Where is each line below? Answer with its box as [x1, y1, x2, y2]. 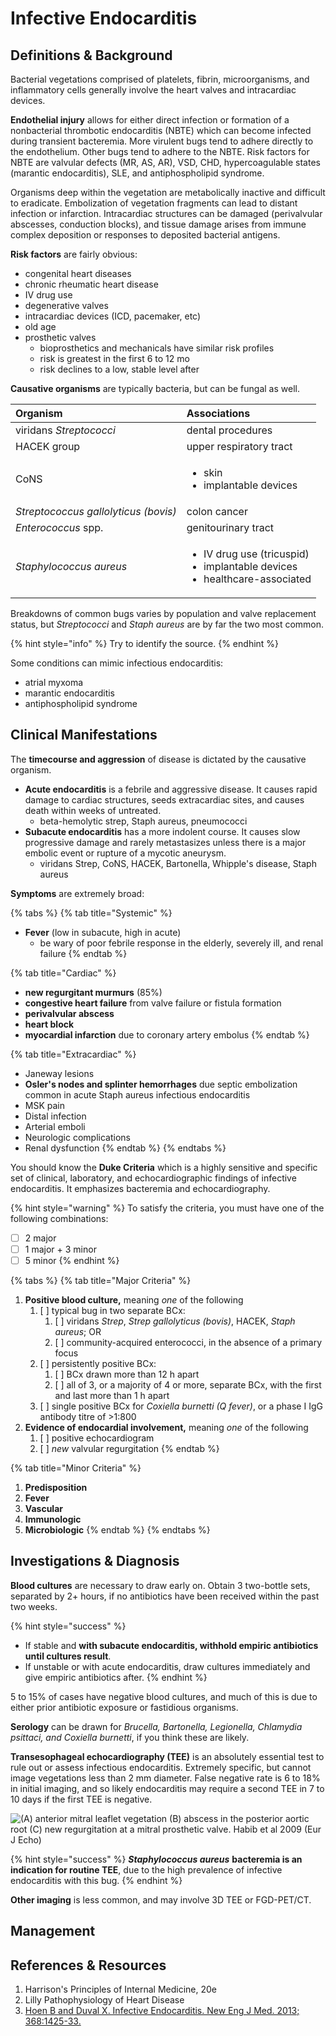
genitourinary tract [186, 521, 275, 534]
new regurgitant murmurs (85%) [24, 986, 163, 998]
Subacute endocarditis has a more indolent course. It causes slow [24, 825, 301, 837]
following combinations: [10, 1212, 109, 1224]
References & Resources [10, 1957, 167, 1974]
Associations [186, 407, 251, 420]
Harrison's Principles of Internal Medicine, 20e [24, 1983, 217, 1996]
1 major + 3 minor [24, 1243, 97, 1255]
